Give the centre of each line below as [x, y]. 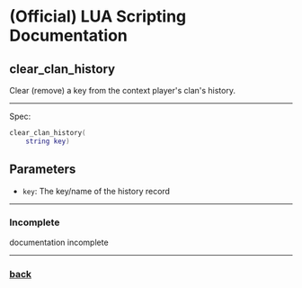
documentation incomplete [59, 242]
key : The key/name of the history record [96, 191]
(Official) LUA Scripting [98, 17]
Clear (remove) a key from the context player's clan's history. [123, 90]
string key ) [48, 141]
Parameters [43, 170]
